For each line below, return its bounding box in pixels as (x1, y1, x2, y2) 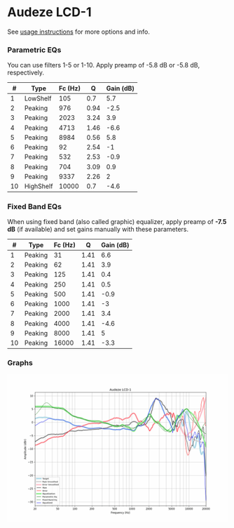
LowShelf (24, 94, 52, 103)
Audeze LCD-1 (7, 4, 92, 20)
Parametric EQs (7, 45, 62, 55)
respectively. (7, 68, 44, 77)
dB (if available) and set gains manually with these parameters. (7, 225, 189, 234)
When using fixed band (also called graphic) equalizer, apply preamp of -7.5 (7, 218, 227, 226)
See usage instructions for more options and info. (7, 27, 151, 36)
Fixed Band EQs (7, 202, 62, 211)
